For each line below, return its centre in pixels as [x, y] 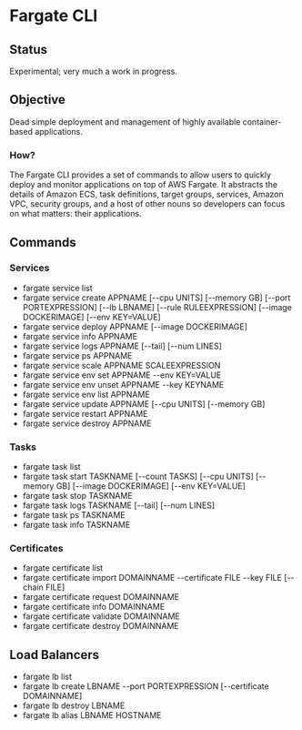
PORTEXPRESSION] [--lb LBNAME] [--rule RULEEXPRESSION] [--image [157, 307]
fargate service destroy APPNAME [87, 423]
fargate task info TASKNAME [76, 525]
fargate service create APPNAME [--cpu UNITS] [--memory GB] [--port [156, 298]
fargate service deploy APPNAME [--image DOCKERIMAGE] [135, 326]
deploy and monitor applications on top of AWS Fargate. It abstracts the [144, 185]
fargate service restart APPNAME [85, 413]
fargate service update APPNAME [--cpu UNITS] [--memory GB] [144, 404]
